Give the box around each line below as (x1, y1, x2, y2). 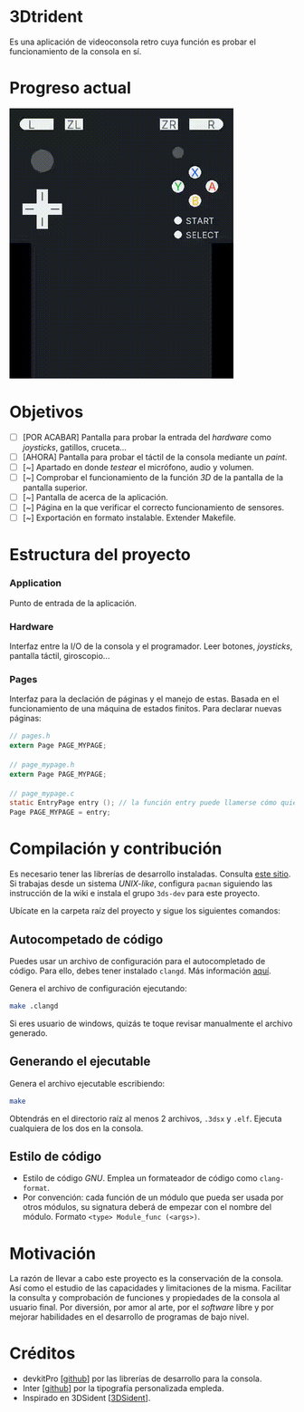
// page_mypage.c (9, 788, 75, 798)
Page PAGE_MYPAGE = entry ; (9, 808, 111, 817)
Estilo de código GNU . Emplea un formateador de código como (22, 1173, 258, 1184)
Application (9, 577, 62, 590)
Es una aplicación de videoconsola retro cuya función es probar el (9, 36, 256, 47)
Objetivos (9, 401, 84, 422)
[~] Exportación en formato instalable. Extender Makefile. (22, 512, 237, 523)
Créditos (9, 1343, 76, 1364)
